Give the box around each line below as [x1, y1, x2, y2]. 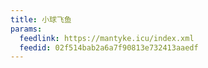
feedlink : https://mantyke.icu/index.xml [19, 33, 195, 43]
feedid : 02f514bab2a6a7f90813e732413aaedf [19, 42, 199, 53]
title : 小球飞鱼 [10, 14, 72, 25]
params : [10, 24, 43, 34]
